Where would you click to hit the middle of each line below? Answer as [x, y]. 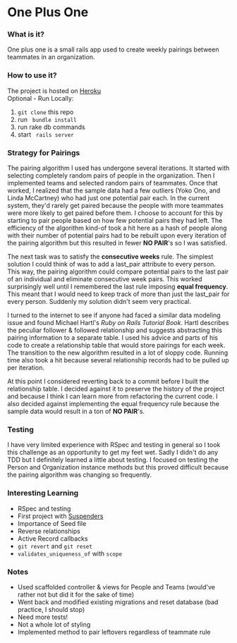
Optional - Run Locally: [41, 98]
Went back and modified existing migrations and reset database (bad [118, 602]
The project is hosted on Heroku [54, 91]
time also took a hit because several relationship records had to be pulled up [118, 360]
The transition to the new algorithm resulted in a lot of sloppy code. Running [117, 353]
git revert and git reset [55, 546]
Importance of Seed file [52, 523]
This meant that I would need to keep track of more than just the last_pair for [119, 294]
